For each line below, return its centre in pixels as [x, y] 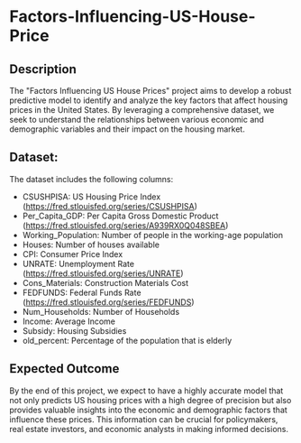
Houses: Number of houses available [91, 245]
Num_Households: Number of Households [101, 311]
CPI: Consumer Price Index [73, 254]
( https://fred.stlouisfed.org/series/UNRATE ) [103, 273]
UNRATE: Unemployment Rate [78, 263]
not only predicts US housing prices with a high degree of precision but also [150, 400]
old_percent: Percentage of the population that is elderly [127, 340]
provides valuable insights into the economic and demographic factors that [149, 410]
